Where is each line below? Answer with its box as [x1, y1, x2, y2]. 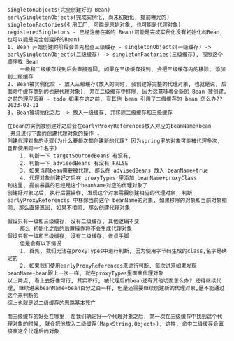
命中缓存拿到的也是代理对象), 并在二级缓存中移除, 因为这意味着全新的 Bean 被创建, [12, 88, 227, 95]
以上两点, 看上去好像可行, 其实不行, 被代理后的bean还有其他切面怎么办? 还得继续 [7, 277, 217, 284]
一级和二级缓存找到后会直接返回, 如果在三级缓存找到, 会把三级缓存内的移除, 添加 [20, 66, 226, 73]
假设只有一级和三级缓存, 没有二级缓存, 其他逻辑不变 [7, 218, 140, 225]
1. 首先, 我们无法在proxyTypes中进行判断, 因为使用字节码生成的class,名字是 [20, 247, 222, 254]
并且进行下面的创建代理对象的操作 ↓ [10, 130, 100, 137]
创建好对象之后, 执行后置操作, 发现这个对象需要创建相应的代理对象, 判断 [7, 189, 193, 196]
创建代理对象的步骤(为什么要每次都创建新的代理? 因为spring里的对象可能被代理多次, [7, 138, 221, 145]
